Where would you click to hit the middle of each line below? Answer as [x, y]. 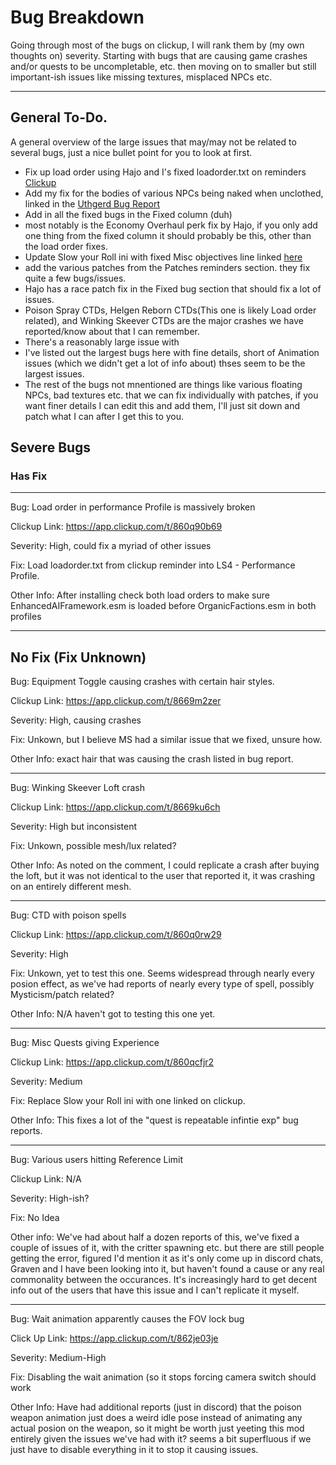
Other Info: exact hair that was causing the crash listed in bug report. [152, 759]
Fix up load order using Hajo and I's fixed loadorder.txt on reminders [165, 172]
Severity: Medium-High [58, 1358]
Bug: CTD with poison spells [68, 915]
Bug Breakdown [77, 17]
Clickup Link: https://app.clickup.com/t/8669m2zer [116, 701]
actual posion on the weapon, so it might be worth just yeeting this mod [157, 1428]
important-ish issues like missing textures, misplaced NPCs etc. [141, 77]
